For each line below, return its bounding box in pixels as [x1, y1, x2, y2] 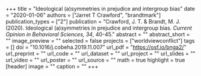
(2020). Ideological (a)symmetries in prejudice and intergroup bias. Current [5, 24, 192, 31]
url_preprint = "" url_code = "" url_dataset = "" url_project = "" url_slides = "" [5, 50, 196, 57]
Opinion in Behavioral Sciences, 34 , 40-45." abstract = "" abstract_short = [5, 31, 190, 38]
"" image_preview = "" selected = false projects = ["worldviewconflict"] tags [5, 37, 195, 44]
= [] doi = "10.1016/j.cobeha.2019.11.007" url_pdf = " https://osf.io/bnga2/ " [5, 43, 187, 51]
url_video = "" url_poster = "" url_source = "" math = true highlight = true [5, 57, 185, 63]
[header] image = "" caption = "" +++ [5, 63, 99, 70]
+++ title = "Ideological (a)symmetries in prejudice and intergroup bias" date [5, 5, 195, 12]
